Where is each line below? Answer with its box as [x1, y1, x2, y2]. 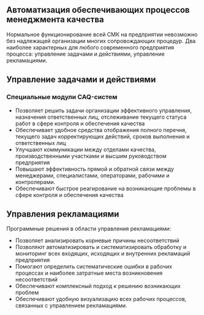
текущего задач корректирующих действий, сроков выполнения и [15, 133, 190, 140]
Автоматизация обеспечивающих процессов [6, 5, 190, 15]
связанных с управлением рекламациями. [15, 302, 127, 309]
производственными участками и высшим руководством [15, 152, 167, 160]
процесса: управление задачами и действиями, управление [6, 50, 165, 57]
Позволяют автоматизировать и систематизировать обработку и [15, 243, 187, 251]
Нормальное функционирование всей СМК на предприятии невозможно [6, 31, 198, 38]
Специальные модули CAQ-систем [6, 93, 118, 102]
